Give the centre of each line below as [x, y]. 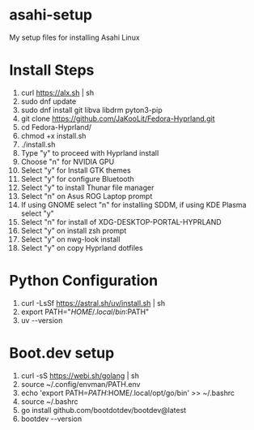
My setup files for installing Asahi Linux [74, 37]
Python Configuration [84, 281]
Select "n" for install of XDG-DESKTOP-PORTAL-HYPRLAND [121, 221]
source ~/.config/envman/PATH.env [80, 384]
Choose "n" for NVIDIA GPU [68, 161]
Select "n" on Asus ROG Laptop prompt [87, 196]
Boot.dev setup [62, 353]
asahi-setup [51, 15]
